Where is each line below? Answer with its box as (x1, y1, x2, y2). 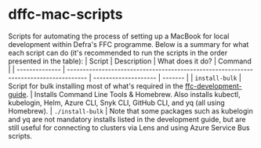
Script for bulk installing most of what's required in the (8, 81, 184, 91)
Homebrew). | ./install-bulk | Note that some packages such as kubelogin (8, 106, 253, 115)
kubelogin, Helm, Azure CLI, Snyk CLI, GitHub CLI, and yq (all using (8, 98, 225, 107)
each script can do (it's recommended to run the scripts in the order (8, 48, 228, 57)
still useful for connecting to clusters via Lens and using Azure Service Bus (8, 123, 250, 132)
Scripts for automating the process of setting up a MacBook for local (8, 31, 230, 41)
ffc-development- (185, 81, 242, 91)
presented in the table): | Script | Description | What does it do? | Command (8, 56, 252, 66)
